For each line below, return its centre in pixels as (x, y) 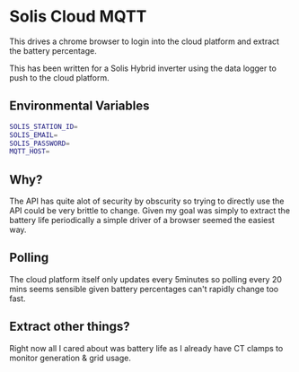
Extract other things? (70, 327)
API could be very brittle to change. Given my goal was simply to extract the (149, 211)
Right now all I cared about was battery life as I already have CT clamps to (146, 348)
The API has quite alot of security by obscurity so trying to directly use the (147, 201)
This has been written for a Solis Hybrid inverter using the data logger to (143, 68)
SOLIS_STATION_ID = (44, 126)
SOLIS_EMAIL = (34, 135)
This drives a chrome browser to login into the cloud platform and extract (145, 41)
